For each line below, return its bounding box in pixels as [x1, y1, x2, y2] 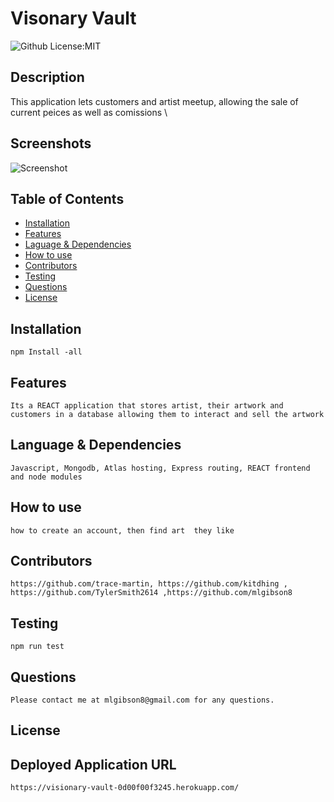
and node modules [10, 472, 83, 482]
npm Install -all [10, 347, 83, 357]
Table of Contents [10, 190, 125, 207]
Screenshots [10, 135, 92, 152]
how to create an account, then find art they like [10, 525, 235, 536]
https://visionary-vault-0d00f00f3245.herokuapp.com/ [10, 783, 240, 793]
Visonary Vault [10, 7, 137, 30]
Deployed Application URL [10, 756, 177, 773]
